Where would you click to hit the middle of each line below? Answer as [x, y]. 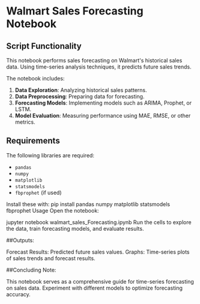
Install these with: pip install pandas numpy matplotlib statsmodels [88, 204]
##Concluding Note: [31, 270]
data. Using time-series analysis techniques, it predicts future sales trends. [99, 67]
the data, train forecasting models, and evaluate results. [75, 228]
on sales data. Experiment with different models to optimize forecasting [95, 288]
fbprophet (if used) [38, 192]
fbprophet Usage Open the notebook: [53, 210]
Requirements [33, 141]
